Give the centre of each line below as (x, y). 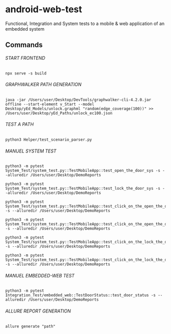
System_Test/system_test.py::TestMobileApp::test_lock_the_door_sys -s (83, 189)
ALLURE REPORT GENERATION (38, 311)
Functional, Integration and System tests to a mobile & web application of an (85, 23)
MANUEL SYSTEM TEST (31, 151)
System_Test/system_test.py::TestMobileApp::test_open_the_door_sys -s (83, 171)
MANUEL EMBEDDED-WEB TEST (40, 275)
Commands (24, 45)
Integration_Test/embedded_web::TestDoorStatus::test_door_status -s (81, 295)
